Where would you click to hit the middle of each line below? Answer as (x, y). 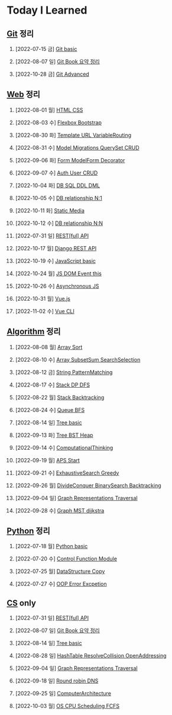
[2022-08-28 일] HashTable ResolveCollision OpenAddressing (91, 656)
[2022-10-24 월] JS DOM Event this (59, 273)
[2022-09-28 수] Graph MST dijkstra (60, 510)
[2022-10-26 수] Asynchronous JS (57, 286)
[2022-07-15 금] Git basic (46, 49)
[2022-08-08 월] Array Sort (49, 347)
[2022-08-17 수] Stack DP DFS (53, 385)
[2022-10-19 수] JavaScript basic (56, 260)
